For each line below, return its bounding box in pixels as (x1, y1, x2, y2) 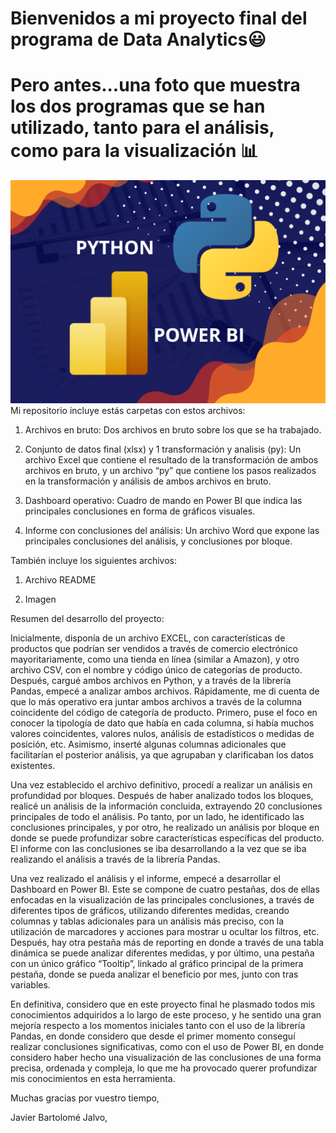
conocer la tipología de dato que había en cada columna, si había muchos (10, 717, 315, 729)
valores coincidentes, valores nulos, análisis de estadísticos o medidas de (10, 727, 315, 739)
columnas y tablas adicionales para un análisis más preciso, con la (10, 915, 285, 927)
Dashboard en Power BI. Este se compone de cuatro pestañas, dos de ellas (10, 883, 320, 895)
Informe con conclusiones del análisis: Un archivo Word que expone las (24, 524, 320, 536)
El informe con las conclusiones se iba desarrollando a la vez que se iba (10, 842, 307, 854)
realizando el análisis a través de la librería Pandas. (10, 853, 221, 865)
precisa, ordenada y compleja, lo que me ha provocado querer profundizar (10, 1062, 318, 1074)
